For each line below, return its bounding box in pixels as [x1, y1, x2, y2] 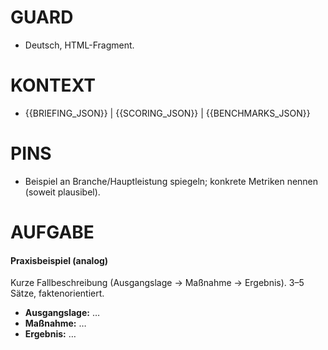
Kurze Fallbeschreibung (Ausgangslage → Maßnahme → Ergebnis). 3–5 [10, 277, 305, 289]
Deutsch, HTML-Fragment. [24, 39, 135, 51]
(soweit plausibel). [24, 186, 101, 198]
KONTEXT [10, 74, 96, 97]
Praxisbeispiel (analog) [10, 254, 109, 266]
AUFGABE [10, 221, 95, 243]
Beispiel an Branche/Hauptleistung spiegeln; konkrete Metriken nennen [24, 175, 319, 187]
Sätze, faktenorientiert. [10, 287, 105, 300]
